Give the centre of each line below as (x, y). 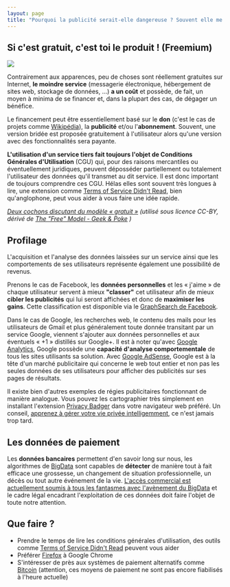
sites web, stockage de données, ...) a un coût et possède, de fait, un (105, 92)
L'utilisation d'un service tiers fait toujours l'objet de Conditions (100, 154)
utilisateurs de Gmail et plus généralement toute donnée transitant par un (111, 327)
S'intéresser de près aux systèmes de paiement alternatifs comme (111, 562)
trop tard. (20, 421)
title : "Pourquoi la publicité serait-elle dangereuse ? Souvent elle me (115, 20)
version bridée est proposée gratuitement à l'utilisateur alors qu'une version (114, 134)
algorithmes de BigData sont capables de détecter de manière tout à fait (110, 466)
